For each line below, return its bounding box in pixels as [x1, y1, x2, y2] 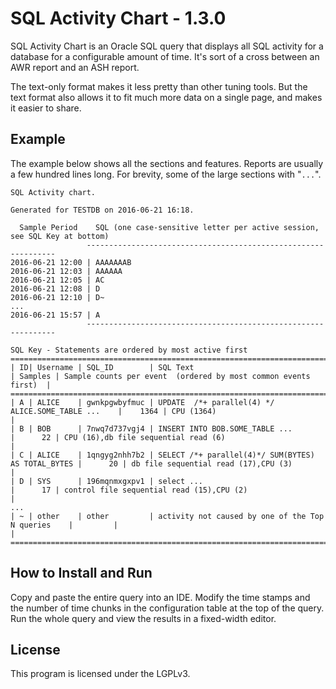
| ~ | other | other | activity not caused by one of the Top [10, 511, 325, 521]
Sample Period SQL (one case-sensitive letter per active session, [19, 222, 320, 232]
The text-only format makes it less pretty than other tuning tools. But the [10, 80, 308, 92]
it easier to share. [10, 102, 82, 114]
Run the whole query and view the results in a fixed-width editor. [10, 612, 277, 624]
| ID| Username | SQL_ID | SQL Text [10, 362, 195, 372]
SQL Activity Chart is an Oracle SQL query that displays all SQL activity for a [10, 40, 324, 52]
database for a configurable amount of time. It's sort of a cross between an [10, 50, 320, 62]
